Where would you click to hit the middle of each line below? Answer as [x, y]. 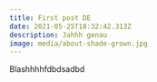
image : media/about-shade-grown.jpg [78, 43]
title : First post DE [50, 18]
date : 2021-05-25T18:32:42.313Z [70, 26]
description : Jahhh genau [58, 35]
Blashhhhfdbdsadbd [47, 69]
